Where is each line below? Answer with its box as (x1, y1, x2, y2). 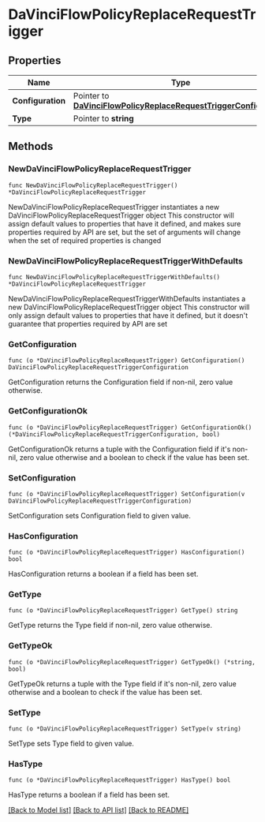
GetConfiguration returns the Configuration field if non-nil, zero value (8, 377, 233, 387)
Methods (8, 140, 54, 153)
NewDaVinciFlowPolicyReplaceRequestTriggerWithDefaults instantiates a (8, 293, 246, 303)
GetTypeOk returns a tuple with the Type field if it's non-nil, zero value (8, 678, 237, 688)
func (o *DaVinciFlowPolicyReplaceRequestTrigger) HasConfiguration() (8, 548, 245, 557)
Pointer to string (73, 113, 134, 124)
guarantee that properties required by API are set (8, 319, 168, 328)
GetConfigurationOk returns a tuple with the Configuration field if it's (8, 444, 231, 454)
